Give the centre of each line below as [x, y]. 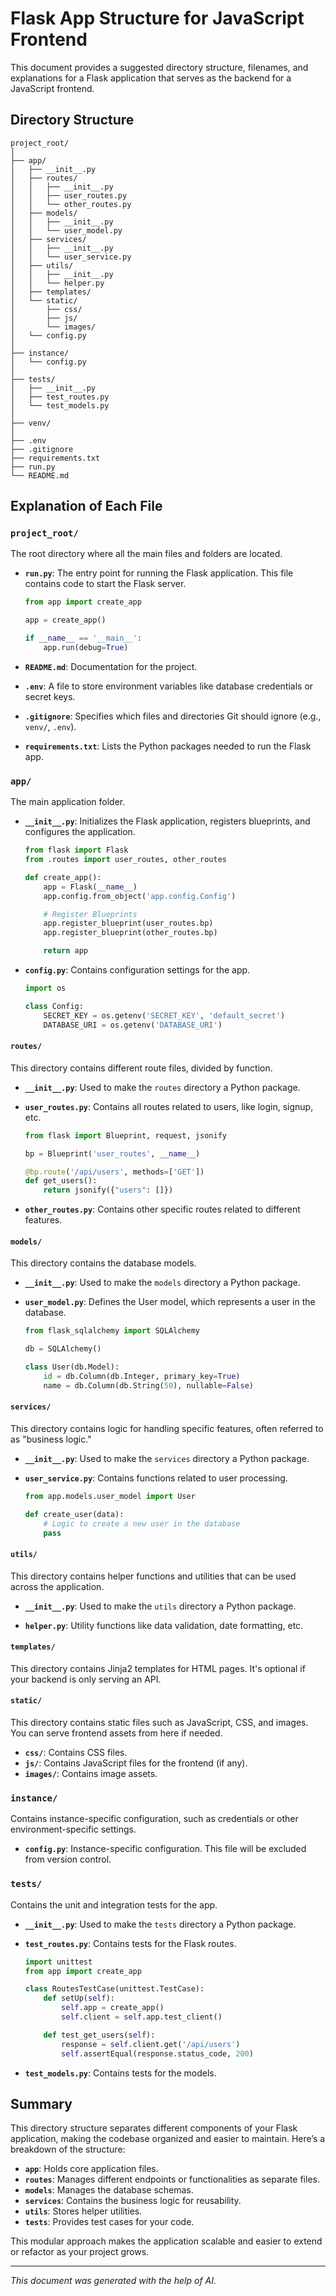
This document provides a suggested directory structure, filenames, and [159, 67]
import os [45, 988]
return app [66, 951]
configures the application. [80, 832]
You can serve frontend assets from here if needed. [116, 1733]
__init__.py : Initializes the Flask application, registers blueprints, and [167, 821]
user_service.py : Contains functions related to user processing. [156, 1478]
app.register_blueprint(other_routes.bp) [130, 933]
